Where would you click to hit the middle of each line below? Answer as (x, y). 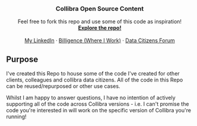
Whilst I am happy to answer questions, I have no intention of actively (91, 98)
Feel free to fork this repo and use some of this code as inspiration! (100, 21)
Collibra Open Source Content (100, 8)
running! (16, 116)
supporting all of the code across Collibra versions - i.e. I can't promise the (98, 104)
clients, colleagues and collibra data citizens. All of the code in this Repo (95, 80)
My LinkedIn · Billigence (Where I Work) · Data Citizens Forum (100, 40)
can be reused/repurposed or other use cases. (63, 86)
